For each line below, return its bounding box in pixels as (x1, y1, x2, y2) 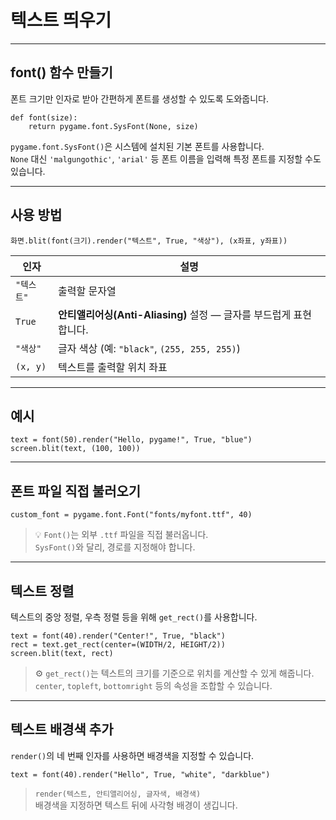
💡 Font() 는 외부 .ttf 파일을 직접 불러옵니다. (34, 529, 209, 541)
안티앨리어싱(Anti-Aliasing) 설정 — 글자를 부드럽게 (57, 307, 292, 321)
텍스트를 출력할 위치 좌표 (57, 360, 168, 374)
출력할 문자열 (57, 284, 117, 298)
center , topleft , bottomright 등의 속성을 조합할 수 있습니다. (34, 680, 273, 691)
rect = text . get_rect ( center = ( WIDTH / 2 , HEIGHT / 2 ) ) (10, 640, 226, 650)
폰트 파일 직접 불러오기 (10, 482, 142, 500)
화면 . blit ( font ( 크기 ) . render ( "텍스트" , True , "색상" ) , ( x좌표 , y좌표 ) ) (10, 236, 288, 246)
